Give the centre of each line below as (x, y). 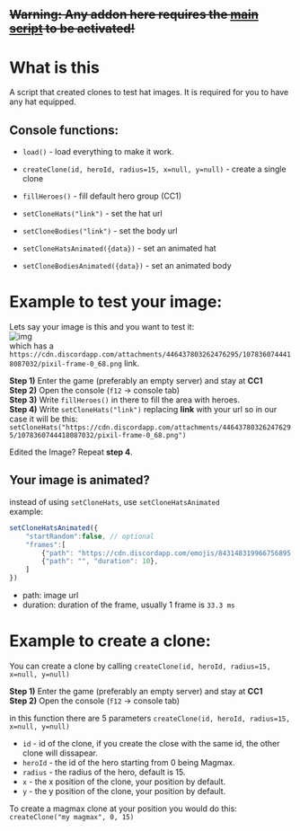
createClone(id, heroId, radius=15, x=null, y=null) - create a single (154, 169)
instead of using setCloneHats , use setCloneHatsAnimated (115, 501)
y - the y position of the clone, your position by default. (124, 791)
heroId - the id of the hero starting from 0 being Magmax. (128, 762)
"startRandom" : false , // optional (90, 536)
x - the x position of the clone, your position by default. (124, 782)
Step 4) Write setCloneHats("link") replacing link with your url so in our (143, 410)
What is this (55, 67)
